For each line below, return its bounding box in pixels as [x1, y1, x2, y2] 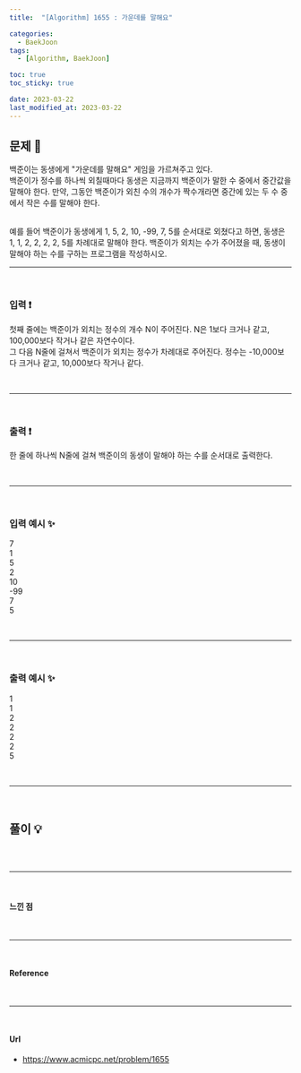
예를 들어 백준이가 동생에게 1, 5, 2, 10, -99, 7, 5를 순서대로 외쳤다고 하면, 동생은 [9, 226, 286, 237]
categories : [9, 29, 54, 39]
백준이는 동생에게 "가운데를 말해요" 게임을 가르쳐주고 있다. [9, 164, 213, 175]
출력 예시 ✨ [9, 673, 56, 685]
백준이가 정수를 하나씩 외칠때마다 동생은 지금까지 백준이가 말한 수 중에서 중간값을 [9, 176, 292, 186]
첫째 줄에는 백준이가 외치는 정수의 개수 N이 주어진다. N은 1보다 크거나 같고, [9, 323, 271, 334]
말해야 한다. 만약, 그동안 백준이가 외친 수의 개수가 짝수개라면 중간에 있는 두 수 [9, 186, 279, 197]
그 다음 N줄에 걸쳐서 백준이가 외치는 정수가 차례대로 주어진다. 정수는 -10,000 [9, 346, 278, 356]
